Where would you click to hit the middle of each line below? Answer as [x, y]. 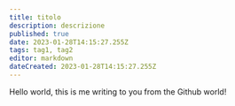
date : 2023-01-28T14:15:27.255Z [69, 42]
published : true [39, 34]
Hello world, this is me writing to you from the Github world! [118, 91]
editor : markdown [41, 58]
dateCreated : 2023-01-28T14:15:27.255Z [83, 67]
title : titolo [35, 17]
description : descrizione [57, 26]
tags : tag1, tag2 [41, 50]
